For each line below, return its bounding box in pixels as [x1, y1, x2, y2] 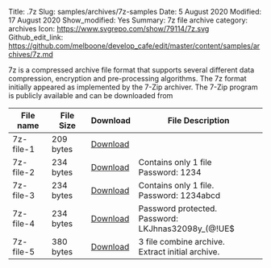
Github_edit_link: [8, 32, 64, 42]
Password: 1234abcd [138, 190, 220, 200]
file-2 [12, 167, 35, 178]
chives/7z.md [8, 50, 54, 59]
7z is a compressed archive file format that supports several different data [8, 65, 255, 75]
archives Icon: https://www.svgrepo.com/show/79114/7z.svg [8, 24, 210, 33]
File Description [167, 115, 230, 126]
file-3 [12, 190, 35, 200]
